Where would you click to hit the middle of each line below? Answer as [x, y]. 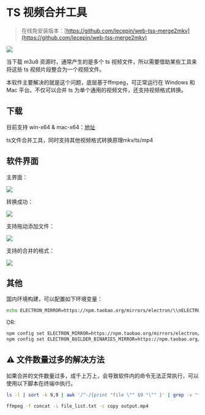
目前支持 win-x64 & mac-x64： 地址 [51, 127]
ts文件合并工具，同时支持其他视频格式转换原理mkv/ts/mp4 [80, 140]
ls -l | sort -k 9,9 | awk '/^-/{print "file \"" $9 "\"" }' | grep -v [99, 395]
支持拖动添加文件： [31, 226]
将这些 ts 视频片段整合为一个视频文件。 [56, 69]
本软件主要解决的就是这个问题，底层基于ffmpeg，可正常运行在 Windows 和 [101, 82]
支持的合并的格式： [31, 250]
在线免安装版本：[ [44, 31]
